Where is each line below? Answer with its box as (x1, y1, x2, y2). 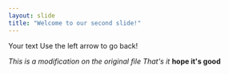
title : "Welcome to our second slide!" (8, 19, 142, 27)
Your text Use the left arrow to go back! (8, 41, 139, 50)
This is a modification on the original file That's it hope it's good (8, 56, 221, 66)
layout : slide (8, 11, 56, 20)
